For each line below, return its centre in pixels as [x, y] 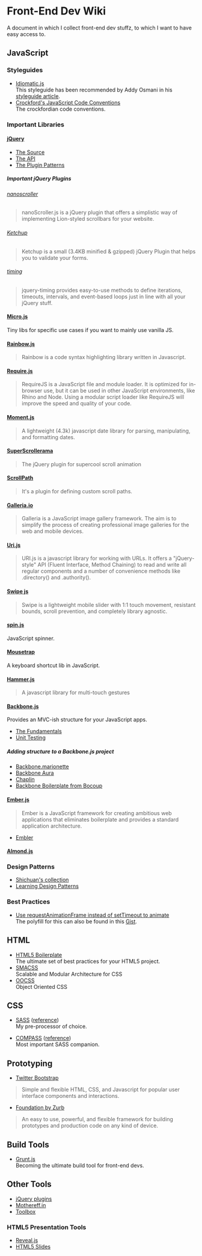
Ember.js [18, 799]
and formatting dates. [48, 437]
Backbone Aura [35, 773]
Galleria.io [20, 505]
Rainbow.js [21, 343]
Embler [24, 837]
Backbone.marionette [42, 767]
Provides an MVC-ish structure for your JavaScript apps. [77, 719]
